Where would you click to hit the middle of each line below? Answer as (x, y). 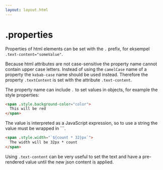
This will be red (28, 109)
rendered (15, 162)
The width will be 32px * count (44, 142)
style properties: (22, 95)
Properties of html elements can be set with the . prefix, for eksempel (77, 49)
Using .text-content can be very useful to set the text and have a (73, 156)
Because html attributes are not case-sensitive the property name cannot (81, 64)
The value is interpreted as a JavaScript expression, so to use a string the (81, 123)
